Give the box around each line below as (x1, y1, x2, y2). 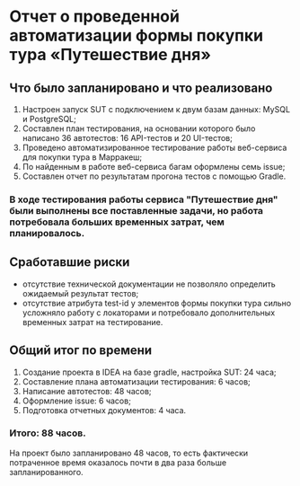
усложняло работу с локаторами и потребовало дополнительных (22, 307, 276, 318)
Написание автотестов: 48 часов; (22, 385, 152, 396)
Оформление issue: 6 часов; (22, 395, 132, 406)
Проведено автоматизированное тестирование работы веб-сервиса (22, 142, 287, 153)
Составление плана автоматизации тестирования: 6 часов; (22, 376, 251, 387)
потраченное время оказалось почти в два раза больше (9, 456, 227, 468)
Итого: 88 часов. (9, 427, 87, 439)
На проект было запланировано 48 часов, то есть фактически (9, 447, 249, 458)
